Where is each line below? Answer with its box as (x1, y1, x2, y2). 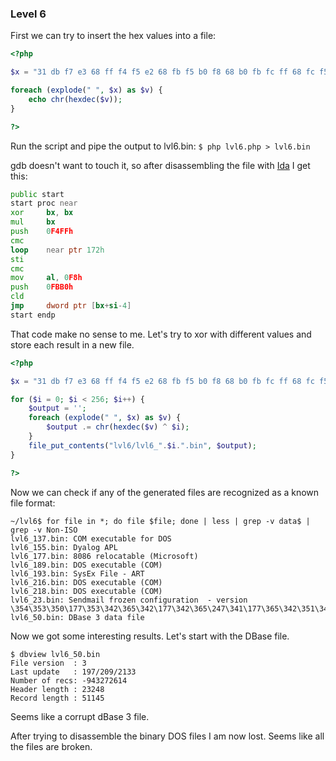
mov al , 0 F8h (10, 273, 83, 283)
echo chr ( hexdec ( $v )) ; (28, 94, 123, 104)
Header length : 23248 (10, 684, 105, 694)
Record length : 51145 (10, 693, 105, 703)
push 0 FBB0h (10, 282, 74, 292)
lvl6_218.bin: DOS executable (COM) (10, 586, 163, 596)
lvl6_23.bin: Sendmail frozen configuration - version (10, 595, 248, 605)
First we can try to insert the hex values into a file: (10, 30, 217, 42)
